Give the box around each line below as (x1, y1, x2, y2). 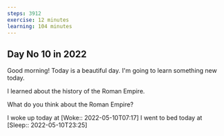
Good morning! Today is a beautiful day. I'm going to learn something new (7, 67, 217, 75)
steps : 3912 (7, 10, 41, 17)
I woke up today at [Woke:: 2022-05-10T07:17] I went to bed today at (7, 114, 203, 122)
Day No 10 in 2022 (7, 48, 88, 60)
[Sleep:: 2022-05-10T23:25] (7, 121, 88, 129)
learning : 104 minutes (7, 23, 72, 30)
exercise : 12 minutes (7, 16, 70, 23)
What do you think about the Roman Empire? (7, 100, 134, 109)
